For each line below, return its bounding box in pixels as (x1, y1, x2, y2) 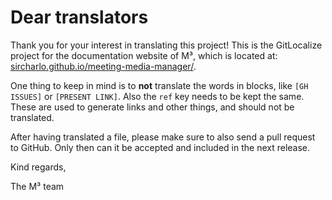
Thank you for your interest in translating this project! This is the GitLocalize (10, 39, 323, 51)
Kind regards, (10, 161, 67, 173)
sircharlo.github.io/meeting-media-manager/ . (10, 60, 197, 72)
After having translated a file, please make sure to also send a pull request (10, 131, 316, 143)
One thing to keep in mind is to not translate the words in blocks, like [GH (10, 79, 309, 91)
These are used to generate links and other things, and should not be (10, 101, 295, 113)
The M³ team (10, 180, 65, 192)
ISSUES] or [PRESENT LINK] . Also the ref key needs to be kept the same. (10, 90, 305, 102)
